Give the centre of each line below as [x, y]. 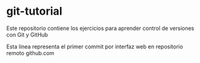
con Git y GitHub [27, 34]
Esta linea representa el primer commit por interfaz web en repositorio [95, 46]
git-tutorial [34, 11]
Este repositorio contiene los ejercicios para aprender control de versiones [100, 28]
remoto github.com [31, 53]
